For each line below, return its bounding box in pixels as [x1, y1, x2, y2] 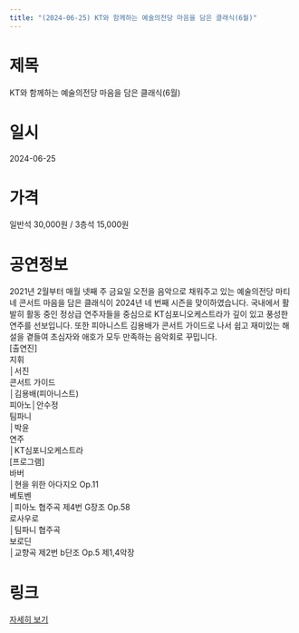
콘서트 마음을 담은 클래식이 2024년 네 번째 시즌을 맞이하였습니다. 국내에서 [18, 297, 281, 309]
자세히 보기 [9, 614, 49, 625]
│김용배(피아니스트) [9, 388, 80, 400]
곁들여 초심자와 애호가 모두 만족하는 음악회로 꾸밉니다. [25, 331, 217, 342]
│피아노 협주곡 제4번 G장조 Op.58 [9, 501, 130, 513]
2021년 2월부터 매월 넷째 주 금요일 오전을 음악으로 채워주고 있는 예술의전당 [9, 286, 274, 297]
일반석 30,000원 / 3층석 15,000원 [9, 219, 130, 230]
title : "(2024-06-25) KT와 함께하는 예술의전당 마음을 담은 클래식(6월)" [9, 13, 257, 23]
